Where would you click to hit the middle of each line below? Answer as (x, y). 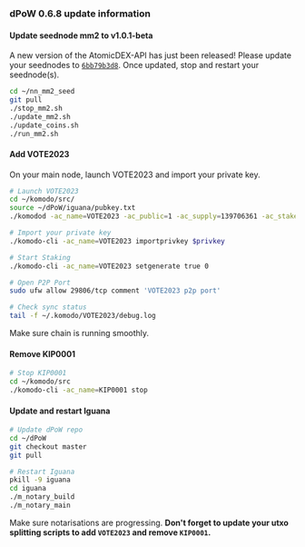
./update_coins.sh (44, 125)
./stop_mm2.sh (36, 108)
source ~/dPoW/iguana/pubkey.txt (73, 208)
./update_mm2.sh (40, 116)
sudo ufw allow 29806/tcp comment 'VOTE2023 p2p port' (115, 291)
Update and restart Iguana (60, 411)
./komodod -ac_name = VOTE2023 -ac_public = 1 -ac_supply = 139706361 (133, 216)
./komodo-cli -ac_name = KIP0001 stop (79, 390)
